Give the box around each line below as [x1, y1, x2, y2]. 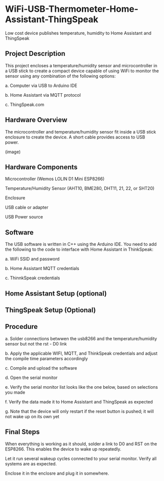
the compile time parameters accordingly [5, 355, 88, 361]
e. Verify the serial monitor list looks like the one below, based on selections [5, 384, 158, 390]
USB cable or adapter [5, 205, 48, 211]
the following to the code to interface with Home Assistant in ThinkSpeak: [5, 246, 153, 252]
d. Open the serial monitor [5, 374, 58, 380]
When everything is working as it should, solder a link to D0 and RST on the [5, 441, 158, 447]
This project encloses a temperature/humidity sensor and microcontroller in [5, 62, 158, 68]
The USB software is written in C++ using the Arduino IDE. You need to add [5, 241, 157, 247]
